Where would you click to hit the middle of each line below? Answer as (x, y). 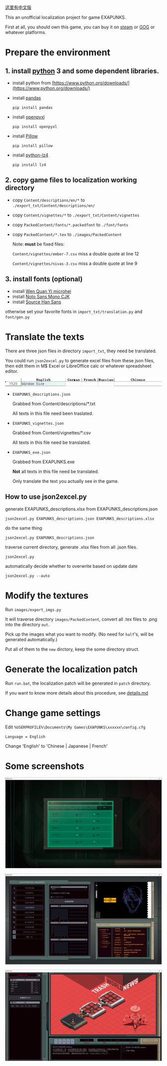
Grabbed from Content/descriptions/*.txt (54, 403)
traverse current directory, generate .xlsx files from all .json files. (71, 547)
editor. (12, 371)
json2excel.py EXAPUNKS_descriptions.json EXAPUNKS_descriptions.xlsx (80, 519)
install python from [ (33, 83)
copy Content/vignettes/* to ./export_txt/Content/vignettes (76, 215)
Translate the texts (45, 337)
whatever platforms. (26, 32)
